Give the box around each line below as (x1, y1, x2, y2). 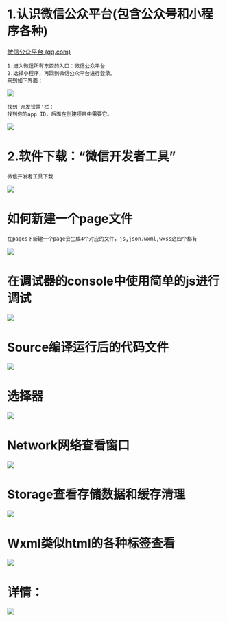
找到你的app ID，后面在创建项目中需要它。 (7, 111, 113, 118)
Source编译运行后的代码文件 (7, 339, 169, 355)
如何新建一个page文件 (7, 211, 133, 227)
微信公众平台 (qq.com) (7, 47, 71, 56)
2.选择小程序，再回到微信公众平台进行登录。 (7, 69, 116, 76)
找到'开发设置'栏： (7, 103, 55, 110)
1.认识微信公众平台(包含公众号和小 (7, 6, 201, 22)
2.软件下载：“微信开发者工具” (7, 149, 176, 164)
